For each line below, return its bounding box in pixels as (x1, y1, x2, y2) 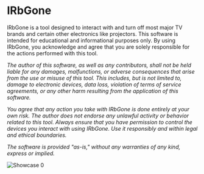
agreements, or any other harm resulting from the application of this (7, 87, 178, 94)
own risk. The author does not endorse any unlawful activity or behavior (7, 112, 189, 119)
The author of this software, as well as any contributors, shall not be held (7, 61, 191, 69)
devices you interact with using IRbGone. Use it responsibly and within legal (7, 125, 198, 132)
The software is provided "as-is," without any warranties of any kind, (7, 143, 181, 150)
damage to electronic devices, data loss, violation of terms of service (7, 80, 181, 88)
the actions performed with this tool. (7, 49, 98, 57)
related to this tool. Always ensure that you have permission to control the (7, 118, 192, 125)
